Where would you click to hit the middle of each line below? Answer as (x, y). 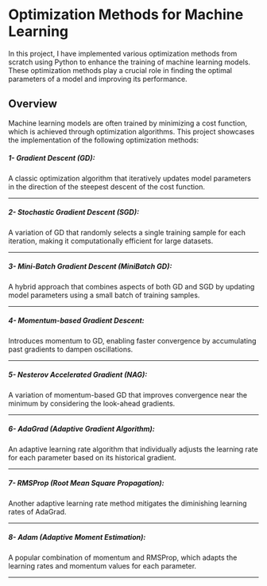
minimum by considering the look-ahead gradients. (92, 403)
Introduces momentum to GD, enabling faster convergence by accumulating (132, 340)
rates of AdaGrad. (37, 511)
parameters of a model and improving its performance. (98, 79)
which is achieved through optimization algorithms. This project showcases (132, 131)
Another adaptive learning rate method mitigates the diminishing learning (128, 503)
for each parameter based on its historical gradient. (92, 457)
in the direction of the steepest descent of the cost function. (106, 186)
